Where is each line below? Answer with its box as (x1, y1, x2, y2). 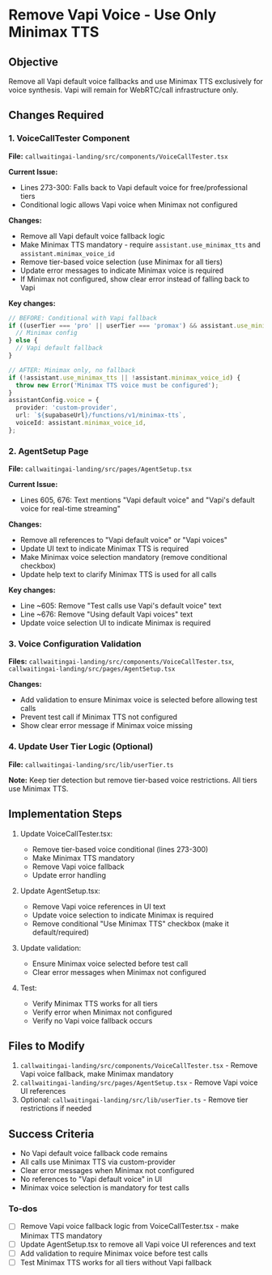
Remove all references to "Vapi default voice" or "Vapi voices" (19, 536, 228, 545)
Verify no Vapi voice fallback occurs (32, 1015, 153, 1025)
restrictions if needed (19, 1103, 92, 1113)
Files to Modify (8, 1039, 85, 1053)
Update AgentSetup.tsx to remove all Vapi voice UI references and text (19, 1239, 257, 1249)
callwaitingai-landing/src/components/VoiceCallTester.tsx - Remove (19, 1061, 258, 1070)
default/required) (32, 927, 89, 937)
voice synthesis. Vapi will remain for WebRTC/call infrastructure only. (8, 85, 239, 95)
